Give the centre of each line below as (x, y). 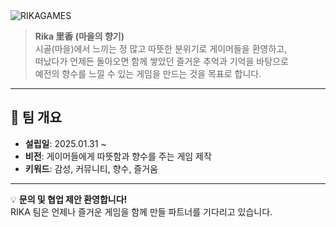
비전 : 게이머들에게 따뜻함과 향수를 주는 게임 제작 (118, 156)
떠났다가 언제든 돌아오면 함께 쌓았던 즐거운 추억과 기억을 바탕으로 (161, 61)
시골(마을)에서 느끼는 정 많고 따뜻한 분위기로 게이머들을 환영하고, (161, 48)
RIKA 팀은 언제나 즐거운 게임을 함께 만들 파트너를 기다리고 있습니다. (141, 211)
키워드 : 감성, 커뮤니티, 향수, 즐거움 (91, 168)
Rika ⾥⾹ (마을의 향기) (79, 36)
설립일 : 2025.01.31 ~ (65, 143)
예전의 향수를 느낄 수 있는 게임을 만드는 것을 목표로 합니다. (148, 73)
